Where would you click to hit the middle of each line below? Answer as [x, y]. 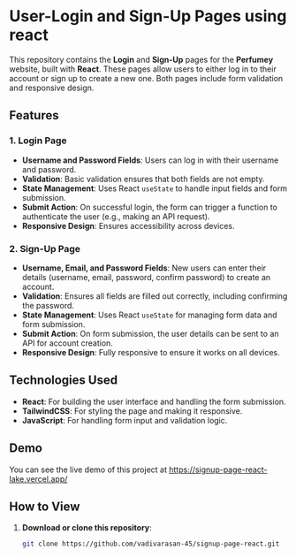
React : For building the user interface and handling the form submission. [154, 401]
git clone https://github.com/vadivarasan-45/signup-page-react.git [151, 544]
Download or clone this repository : [87, 528]
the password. [48, 305]
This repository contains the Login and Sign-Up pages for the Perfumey [141, 59]
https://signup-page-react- [218, 469]
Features [34, 115]
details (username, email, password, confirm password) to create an [146, 277]
